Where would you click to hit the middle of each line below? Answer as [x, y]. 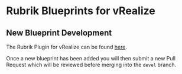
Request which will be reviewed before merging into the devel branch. [91, 65]
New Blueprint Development [59, 33]
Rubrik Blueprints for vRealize [81, 11]
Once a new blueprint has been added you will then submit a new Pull [91, 58]
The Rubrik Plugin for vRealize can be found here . [66, 47]
